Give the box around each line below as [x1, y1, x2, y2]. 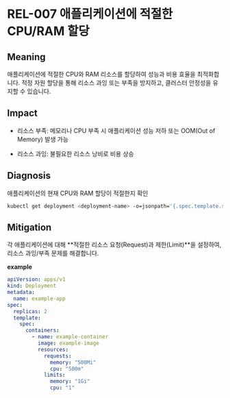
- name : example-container [31, 334, 109, 340]
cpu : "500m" [50, 365, 84, 372]
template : [13, 314, 41, 321]
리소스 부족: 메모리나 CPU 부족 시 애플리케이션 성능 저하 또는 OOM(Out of [16, 126, 216, 134]
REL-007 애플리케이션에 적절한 [7, 6, 173, 22]
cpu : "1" [50, 384, 75, 391]
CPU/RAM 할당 [7, 23, 90, 39]
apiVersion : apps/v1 [7, 276, 66, 283]
